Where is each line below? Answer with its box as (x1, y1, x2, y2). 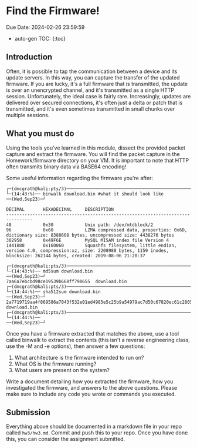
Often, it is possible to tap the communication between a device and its (6, 68, 178, 75)
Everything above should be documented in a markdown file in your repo (6, 423, 182, 430)
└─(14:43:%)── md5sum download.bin (6, 268, 93, 274)
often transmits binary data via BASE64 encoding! (6, 163, 127, 170)
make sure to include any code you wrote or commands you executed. (6, 390, 176, 397)
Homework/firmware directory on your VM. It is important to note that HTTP (6, 157, 189, 164)
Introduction (6, 52, 53, 62)
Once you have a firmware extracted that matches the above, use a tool (6, 330, 179, 337)
